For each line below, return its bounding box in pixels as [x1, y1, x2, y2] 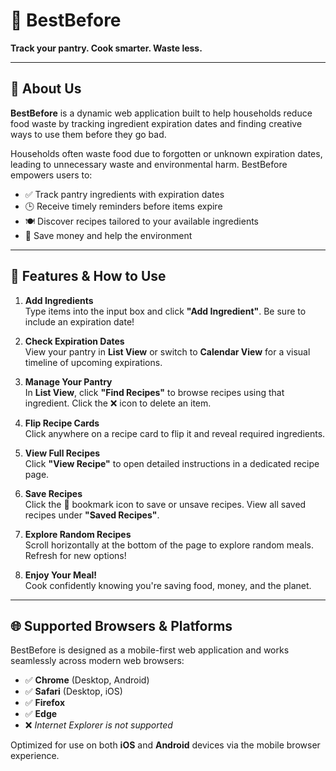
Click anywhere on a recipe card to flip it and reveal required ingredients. [24, 427, 326, 439]
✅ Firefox [24, 697, 66, 709]
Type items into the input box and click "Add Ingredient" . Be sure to [24, 305, 307, 317]
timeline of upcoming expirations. [24, 356, 163, 368]
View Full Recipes [24, 447, 101, 459]
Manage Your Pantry [24, 375, 113, 388]
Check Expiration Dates [24, 335, 125, 347]
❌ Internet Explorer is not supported [24, 719, 173, 731]
